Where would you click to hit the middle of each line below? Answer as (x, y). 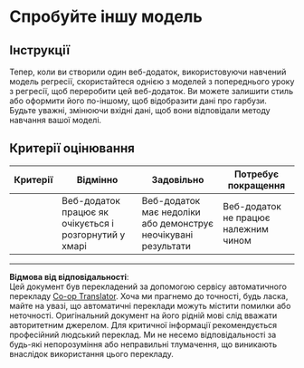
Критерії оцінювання (72, 148)
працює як (85, 212)
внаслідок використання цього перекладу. (92, 353)
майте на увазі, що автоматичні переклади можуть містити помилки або (150, 305)
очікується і (88, 223)
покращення (256, 185)
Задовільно (178, 179)
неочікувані (167, 235)
